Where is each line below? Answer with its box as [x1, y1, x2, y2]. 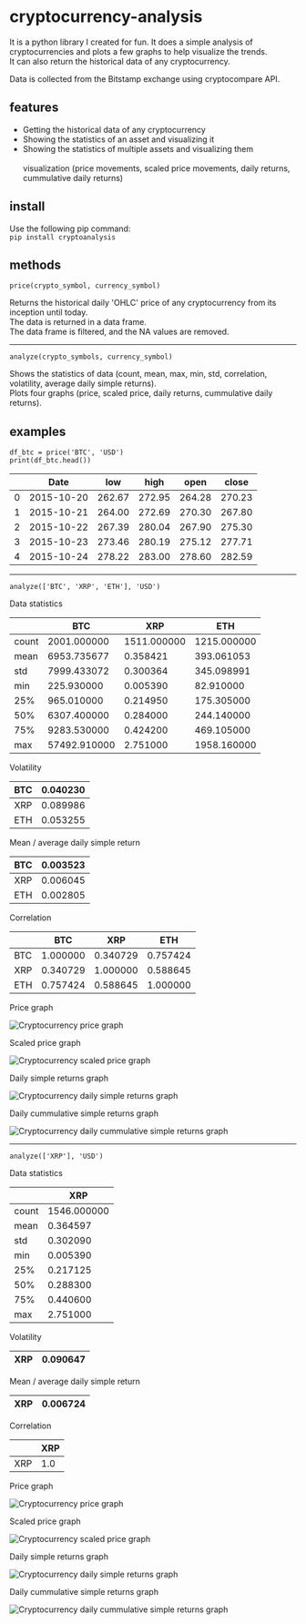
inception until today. [9, 307, 88, 318]
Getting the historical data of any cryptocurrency [22, 124, 207, 135]
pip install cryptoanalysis [9, 232, 117, 242]
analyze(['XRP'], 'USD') [9, 1152, 104, 1162]
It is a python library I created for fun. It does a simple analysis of [9, 36, 253, 47]
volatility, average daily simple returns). [9, 378, 157, 389]
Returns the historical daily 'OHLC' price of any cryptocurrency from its [9, 298, 277, 309]
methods [9, 257, 62, 272]
